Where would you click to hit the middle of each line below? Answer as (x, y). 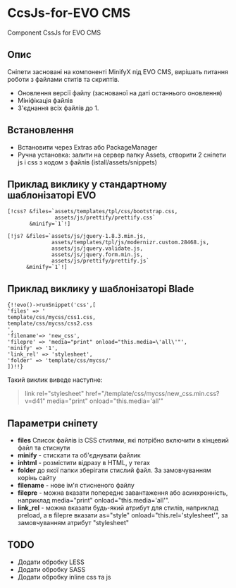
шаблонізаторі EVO (52, 195)
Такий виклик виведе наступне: (55, 380)
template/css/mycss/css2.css (50, 324)
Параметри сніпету (53, 423)
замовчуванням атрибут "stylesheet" (73, 523)
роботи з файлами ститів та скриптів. (63, 79)
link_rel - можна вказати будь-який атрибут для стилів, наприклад (118, 508)
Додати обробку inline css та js (64, 577)
